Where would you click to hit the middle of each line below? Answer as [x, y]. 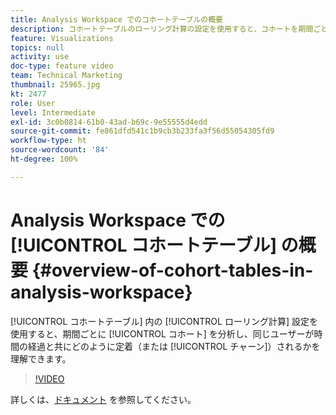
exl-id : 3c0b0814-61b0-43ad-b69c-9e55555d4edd [109, 122]
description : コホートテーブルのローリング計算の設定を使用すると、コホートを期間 [162, 29]
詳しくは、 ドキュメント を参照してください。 [103, 399]
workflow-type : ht [48, 141]
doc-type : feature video [62, 66]
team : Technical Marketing [66, 76]
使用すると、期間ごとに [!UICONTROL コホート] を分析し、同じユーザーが [162, 333]
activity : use [40, 57]
